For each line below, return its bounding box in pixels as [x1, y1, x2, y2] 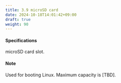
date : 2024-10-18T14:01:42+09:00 [5, 12, 77, 17]
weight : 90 [5, 21, 29, 27]
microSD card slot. [5, 49, 45, 55]
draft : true [5, 17, 31, 22]
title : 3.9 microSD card [5, 7, 58, 13]
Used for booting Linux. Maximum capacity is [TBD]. [5, 72, 116, 78]
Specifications [5, 37, 37, 43]
